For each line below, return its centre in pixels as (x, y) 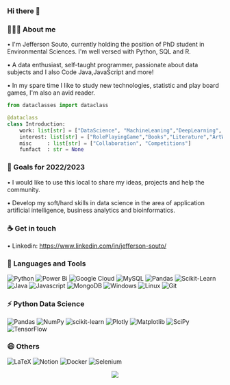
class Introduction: (37, 124)
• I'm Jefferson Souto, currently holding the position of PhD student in (106, 45)
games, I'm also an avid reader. (51, 93)
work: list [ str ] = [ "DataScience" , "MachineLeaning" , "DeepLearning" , (121, 130)
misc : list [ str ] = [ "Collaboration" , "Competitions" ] (105, 143)
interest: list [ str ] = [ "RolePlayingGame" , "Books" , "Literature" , (115, 137)
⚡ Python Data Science (46, 304)
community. (24, 189)
